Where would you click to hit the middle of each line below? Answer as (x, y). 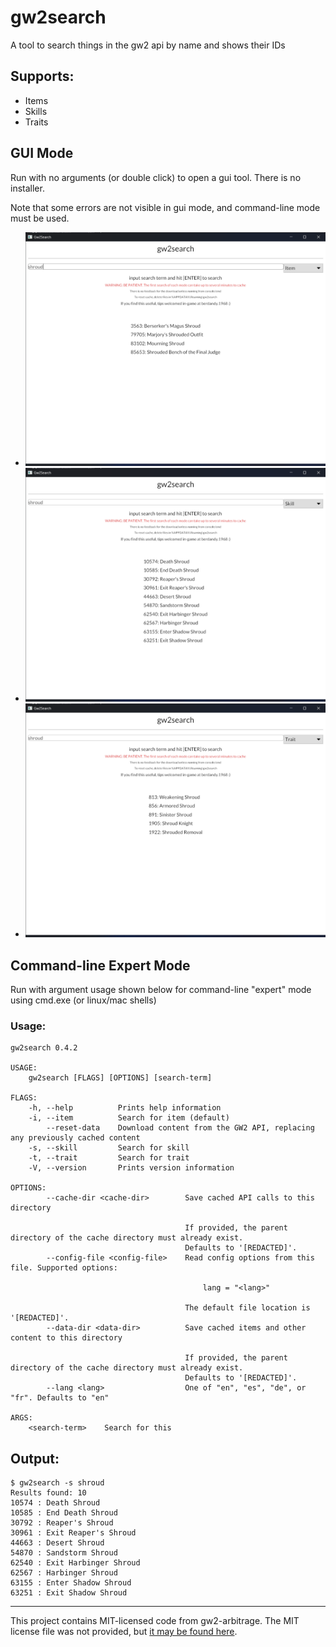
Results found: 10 (48, 1493)
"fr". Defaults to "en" (60, 1398)
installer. (27, 188)
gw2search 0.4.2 (44, 1048)
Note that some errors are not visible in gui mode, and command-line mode (165, 207)
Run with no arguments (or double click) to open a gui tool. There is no (156, 177)
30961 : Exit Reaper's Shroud (73, 1533)
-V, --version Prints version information (131, 1168)
